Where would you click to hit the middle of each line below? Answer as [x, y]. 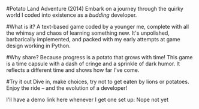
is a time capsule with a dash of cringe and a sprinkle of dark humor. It [93, 63]
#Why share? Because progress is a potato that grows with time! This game [99, 57]
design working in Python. [38, 46]
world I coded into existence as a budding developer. [72, 15]
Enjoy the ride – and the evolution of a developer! [67, 88]
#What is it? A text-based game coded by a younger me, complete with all [98, 27]
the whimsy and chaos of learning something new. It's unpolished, [88, 33]
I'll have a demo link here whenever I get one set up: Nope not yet [88, 99]
